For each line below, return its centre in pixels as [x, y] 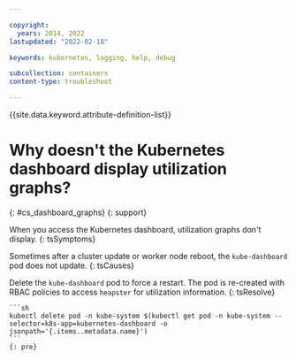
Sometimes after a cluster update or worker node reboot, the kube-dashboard [148, 256]
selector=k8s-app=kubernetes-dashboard [83, 324]
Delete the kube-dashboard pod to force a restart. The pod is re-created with [147, 282]
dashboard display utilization [118, 169]
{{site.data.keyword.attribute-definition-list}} [91, 115]
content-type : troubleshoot [61, 82]
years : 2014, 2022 [51, 33]
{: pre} [23, 347]
